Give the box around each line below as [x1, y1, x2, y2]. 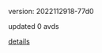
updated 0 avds [8, 22, 59, 30]
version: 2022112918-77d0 [8, 7, 94, 16]
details [8, 37, 30, 46]
